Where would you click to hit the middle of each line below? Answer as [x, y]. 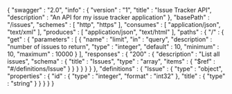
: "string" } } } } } [31, 83]
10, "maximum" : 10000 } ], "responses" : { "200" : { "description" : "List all [114, 54]
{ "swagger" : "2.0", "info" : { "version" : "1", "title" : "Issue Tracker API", [109, 10]
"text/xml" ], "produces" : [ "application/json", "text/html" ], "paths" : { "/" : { [116, 32]
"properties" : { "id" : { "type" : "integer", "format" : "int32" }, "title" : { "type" [116, 76]
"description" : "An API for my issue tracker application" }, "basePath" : [108, 17]
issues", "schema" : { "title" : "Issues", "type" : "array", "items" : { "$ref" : [111, 61]
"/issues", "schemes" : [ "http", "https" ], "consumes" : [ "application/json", [114, 25]
